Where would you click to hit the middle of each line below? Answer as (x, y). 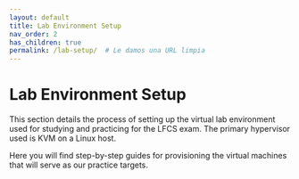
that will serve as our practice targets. (79, 165)
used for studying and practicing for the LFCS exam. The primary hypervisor (150, 129)
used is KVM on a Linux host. (63, 138)
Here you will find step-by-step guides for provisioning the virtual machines (148, 156)
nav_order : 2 (33, 34)
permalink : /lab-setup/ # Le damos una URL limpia (107, 51)
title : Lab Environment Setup (66, 26)
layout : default (39, 17)
